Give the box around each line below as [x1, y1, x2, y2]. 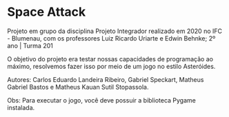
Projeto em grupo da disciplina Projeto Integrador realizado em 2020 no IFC [7, 27, 223, 35]
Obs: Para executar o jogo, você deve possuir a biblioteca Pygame [7, 96, 197, 104]
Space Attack [7, 4, 86, 20]
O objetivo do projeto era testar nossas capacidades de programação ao [7, 54, 214, 63]
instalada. [7, 103, 35, 111]
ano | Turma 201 [7, 41, 53, 50]
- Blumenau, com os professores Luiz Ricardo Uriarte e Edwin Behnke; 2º [7, 34, 216, 42]
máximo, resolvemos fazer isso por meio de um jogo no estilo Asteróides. [7, 62, 216, 70]
